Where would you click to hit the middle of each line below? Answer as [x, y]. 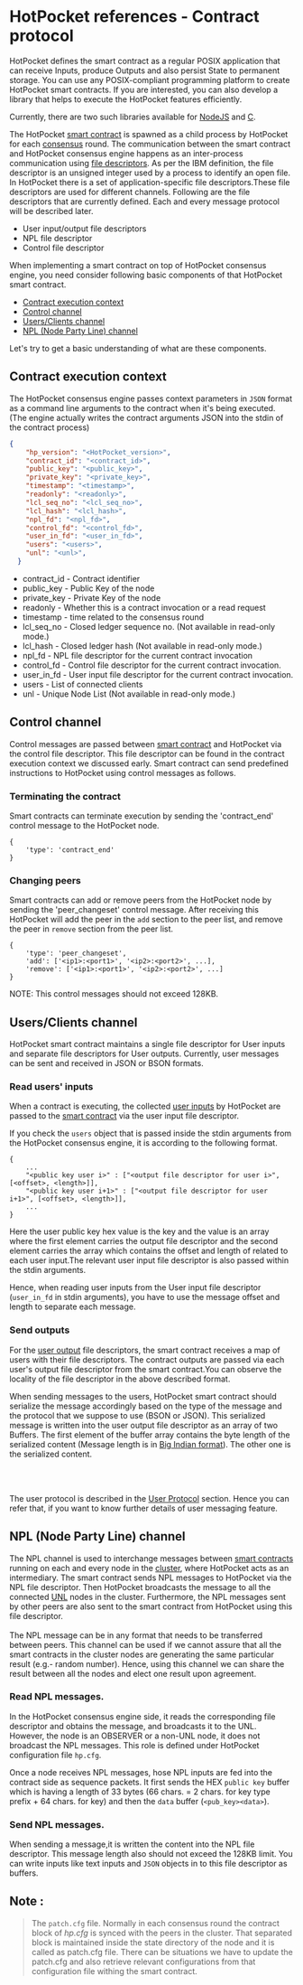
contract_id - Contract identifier [81, 578]
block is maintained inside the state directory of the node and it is [153, 1942]
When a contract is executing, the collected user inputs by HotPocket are [145, 1106]
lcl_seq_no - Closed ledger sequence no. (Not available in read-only [149, 626]
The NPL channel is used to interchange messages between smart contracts [151, 1558]
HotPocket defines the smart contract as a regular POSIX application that [145, 61]
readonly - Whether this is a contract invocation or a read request [144, 607]
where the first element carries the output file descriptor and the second [144, 1241]
